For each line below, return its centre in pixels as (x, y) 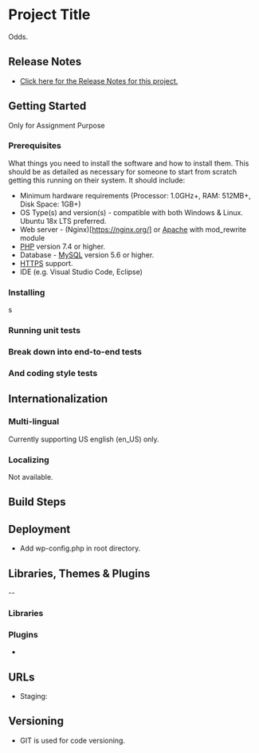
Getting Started (47, 106)
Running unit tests (45, 331)
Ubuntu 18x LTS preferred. (63, 221)
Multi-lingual (34, 422)
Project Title (49, 15)
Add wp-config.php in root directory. (80, 548)
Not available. (31, 477)
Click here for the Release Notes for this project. (99, 80)
